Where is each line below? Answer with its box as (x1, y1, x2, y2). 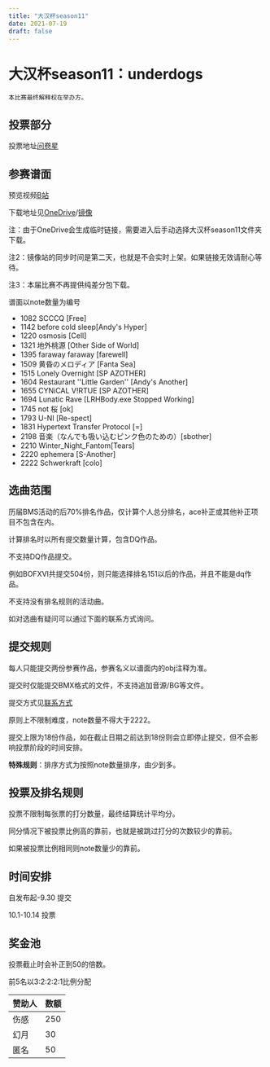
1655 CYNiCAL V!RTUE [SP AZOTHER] (20, 385, 149, 395)
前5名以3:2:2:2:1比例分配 (8, 977, 92, 986)
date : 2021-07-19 (8, 20, 67, 28)
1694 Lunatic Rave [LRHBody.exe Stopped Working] (20, 394, 195, 404)
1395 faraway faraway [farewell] (20, 349, 128, 359)
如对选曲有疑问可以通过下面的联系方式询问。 (8, 613, 159, 623)
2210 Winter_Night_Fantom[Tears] (20, 441, 135, 450)
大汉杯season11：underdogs (8, 64, 203, 83)
